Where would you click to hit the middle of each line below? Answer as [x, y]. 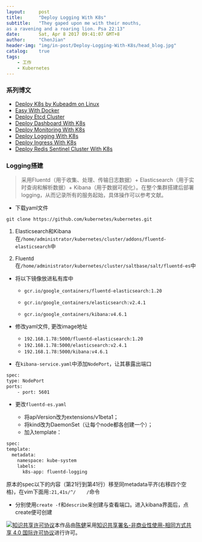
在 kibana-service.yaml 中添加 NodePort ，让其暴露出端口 [83, 364]
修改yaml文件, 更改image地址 [51, 326]
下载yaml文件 [32, 208]
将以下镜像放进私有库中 [44, 278]
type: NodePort [25, 381]
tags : [13, 57]
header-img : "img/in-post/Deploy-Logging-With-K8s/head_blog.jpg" [91, 46]
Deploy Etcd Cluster [40, 117]
